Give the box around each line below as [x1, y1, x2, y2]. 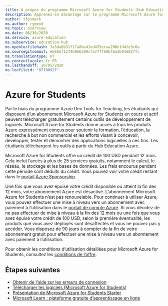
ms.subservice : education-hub [5, 40, 68, 45]
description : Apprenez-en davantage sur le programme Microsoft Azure [5, 12, 155, 17]
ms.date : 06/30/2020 [5, 30, 48, 35]
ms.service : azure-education [5, 35, 66, 40]
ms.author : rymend [5, 21, 43, 26]
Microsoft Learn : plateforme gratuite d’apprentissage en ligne [12, 295, 140, 301]
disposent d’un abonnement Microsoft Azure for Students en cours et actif [5, 111, 158, 117]
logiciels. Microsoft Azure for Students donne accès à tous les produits [5, 121, 151, 127]
